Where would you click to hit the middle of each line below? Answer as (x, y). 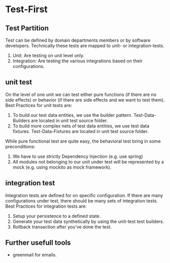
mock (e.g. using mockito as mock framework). (62, 167)
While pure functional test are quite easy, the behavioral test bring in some (83, 141)
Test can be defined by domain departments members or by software (78, 40)
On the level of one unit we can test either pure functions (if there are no (81, 94)
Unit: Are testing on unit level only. (48, 55)
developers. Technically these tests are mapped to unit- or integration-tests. (85, 46)
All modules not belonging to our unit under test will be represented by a (88, 161)
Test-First (27, 9)
